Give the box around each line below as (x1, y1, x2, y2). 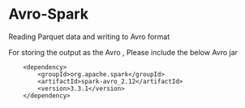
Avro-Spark (8, 5, 89, 24)
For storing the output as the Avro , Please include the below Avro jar (8, 47, 238, 57)
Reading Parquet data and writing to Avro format (8, 32, 170, 41)
